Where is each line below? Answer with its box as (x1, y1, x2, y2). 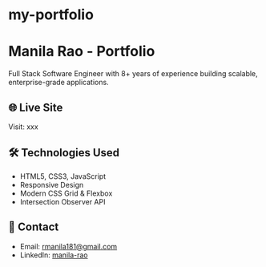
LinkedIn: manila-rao (19, 250, 88, 260)
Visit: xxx (8, 122, 38, 131)
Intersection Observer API (19, 196, 106, 206)
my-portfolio (8, 6, 95, 24)
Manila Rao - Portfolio (8, 42, 155, 61)
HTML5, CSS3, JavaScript (19, 171, 107, 181)
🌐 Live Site (8, 100, 63, 114)
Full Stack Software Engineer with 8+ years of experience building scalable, (8, 69, 258, 79)
